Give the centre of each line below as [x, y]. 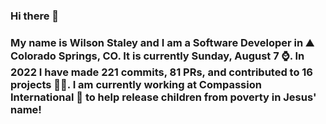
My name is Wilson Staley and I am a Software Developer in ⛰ [162, 42]
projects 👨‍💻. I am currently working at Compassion [136, 84]
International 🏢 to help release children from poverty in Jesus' [163, 97]
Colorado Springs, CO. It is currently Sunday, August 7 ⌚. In [157, 56]
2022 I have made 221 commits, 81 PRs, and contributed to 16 [161, 72]
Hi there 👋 [35, 16]
